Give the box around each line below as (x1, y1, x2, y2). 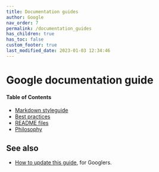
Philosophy (14, 126, 43, 133)
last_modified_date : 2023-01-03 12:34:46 (6, 48, 111, 54)
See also (6, 143, 39, 153)
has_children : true (6, 31, 55, 37)
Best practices (14, 113, 51, 120)
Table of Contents (6, 93, 52, 100)
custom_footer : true (6, 42, 58, 48)
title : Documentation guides (6, 8, 79, 15)
